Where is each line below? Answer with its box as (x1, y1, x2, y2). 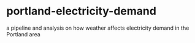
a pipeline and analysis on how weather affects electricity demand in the (6, 24, 189, 31)
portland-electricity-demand (6, 4, 156, 18)
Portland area (6, 30, 41, 38)
